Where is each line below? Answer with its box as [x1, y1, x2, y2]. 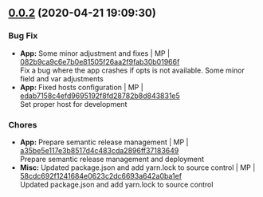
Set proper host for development [19, 99, 128, 108]
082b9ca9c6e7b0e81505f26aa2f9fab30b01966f [19, 57, 180, 66]
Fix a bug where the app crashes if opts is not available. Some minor [19, 65, 245, 75]
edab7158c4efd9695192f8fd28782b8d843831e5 [19, 91, 181, 100]
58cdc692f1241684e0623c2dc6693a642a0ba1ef [19, 171, 182, 180]
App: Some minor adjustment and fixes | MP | [19, 48, 170, 58]
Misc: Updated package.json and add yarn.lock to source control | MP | [19, 163, 256, 172]
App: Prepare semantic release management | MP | [19, 137, 189, 147]
